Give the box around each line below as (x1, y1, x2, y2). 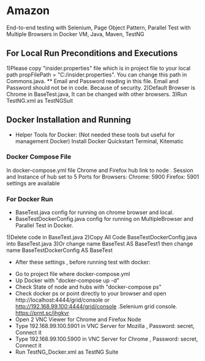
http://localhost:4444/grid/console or (15, 296, 110, 303)
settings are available (6, 179, 60, 187)
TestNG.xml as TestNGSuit (6, 97, 73, 104)
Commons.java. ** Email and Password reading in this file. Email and (6, 77, 179, 84)
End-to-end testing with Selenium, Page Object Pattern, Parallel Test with (6, 24, 191, 31)
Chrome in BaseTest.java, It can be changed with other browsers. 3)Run (6, 90, 188, 98)
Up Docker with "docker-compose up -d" (15, 277, 120, 285)
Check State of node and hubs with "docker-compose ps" (15, 283, 162, 291)
